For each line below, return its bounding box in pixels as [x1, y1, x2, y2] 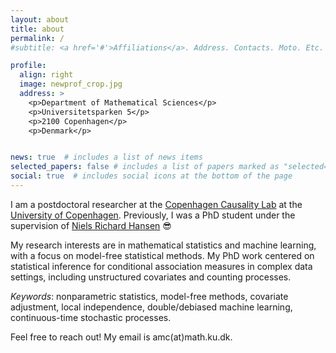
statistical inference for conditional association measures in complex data [10, 260, 313, 272]
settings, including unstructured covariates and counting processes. [10, 271, 292, 283]
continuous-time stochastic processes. [10, 311, 172, 323]
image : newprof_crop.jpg [19, 79, 123, 90]
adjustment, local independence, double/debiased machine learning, [10, 301, 293, 313]
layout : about [10, 14, 70, 25]
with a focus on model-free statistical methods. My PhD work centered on [10, 249, 315, 261]
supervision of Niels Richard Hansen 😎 [10, 219, 172, 231]
